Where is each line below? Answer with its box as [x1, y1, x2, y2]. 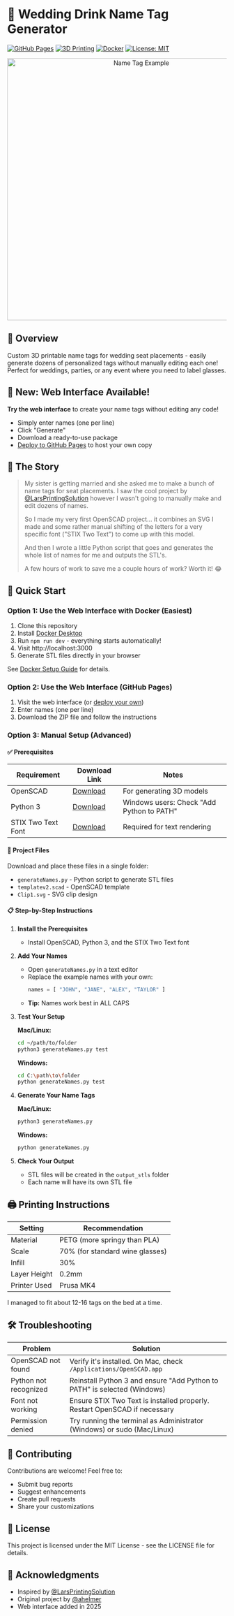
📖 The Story [7, 460, 59, 472]
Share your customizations [17, 1502, 95, 1511]
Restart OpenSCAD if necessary [69, 1404, 174, 1414]
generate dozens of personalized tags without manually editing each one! [7, 358, 218, 367]
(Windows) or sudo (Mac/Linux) [69, 1425, 174, 1434]
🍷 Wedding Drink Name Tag [7, 6, 169, 22]
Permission [10, 1415, 47, 1425]
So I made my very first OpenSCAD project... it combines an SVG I [24, 515, 214, 523]
